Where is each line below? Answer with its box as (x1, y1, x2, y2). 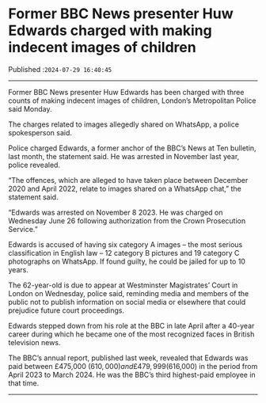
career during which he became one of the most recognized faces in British (8, 329, 255, 339)
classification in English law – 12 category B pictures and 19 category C (8, 248, 240, 257)
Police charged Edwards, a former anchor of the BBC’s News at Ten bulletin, (8, 143, 256, 153)
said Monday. (8, 104, 52, 113)
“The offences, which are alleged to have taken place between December (8, 175, 249, 184)
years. (8, 264, 29, 274)
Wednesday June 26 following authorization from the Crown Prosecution (8, 215, 246, 226)
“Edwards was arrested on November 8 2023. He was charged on (8, 207, 223, 217)
